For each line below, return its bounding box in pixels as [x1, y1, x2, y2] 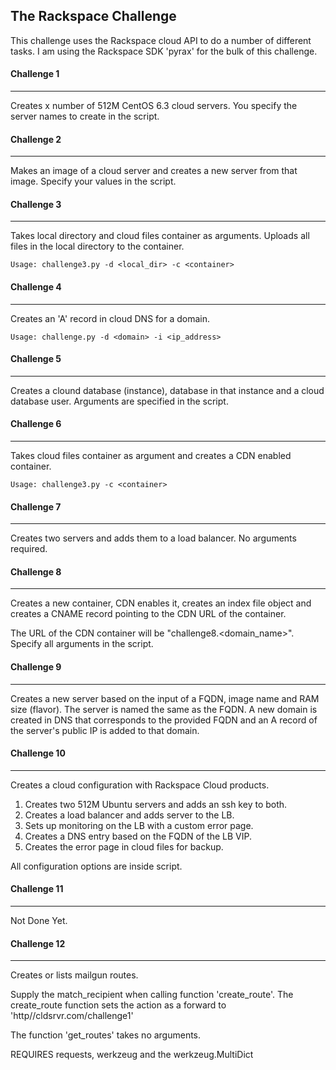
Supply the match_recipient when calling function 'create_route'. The [10, 989, 294, 1001]
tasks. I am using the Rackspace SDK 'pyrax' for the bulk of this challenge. [10, 45, 318, 57]
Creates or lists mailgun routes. [10, 969, 139, 981]
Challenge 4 [10, 281, 62, 293]
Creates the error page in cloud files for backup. [24, 840, 224, 853]
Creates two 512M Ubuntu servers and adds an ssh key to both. [24, 798, 288, 810]
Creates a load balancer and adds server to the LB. [24, 809, 235, 821]
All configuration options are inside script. [10, 860, 183, 872]
